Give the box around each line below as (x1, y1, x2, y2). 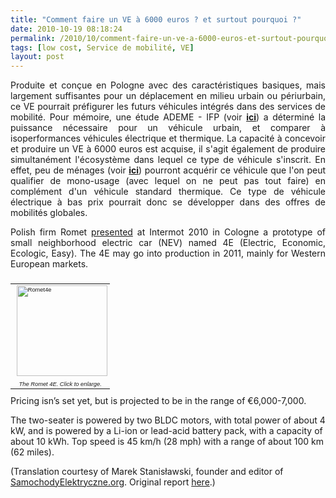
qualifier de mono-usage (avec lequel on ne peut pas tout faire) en (10, 175, 326, 187)
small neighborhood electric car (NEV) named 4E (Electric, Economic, (10, 237, 326, 249)
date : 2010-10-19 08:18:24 (10, 24, 123, 34)
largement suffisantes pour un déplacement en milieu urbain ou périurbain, (10, 90, 326, 102)
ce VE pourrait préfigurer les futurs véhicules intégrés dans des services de (10, 101, 326, 113)
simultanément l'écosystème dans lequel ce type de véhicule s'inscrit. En (10, 154, 326, 166)
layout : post (10, 52, 65, 62)
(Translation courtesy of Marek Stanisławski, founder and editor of (10, 465, 284, 477)
